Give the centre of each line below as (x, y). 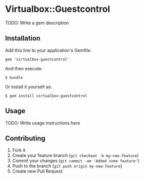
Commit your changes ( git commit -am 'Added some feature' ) (76, 161)
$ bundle (14, 78)
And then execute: (24, 68)
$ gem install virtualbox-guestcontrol (46, 96)
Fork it (19, 150)
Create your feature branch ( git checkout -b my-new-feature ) (75, 156)
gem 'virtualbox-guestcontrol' (37, 59)
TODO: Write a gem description (37, 23)
